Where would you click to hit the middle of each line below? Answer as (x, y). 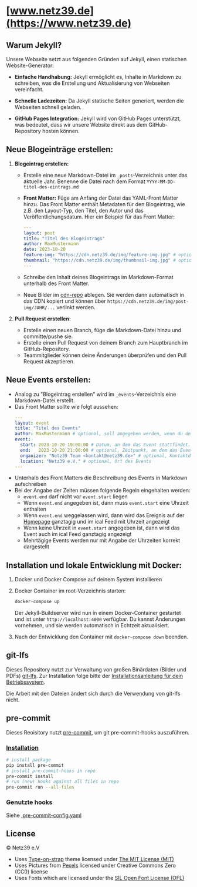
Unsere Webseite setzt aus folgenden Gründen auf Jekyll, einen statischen (96, 59)
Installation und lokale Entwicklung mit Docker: (94, 565)
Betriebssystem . (26, 682)
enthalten (35, 509)
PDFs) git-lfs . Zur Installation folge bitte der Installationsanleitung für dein (95, 676)
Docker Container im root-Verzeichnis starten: (70, 591)
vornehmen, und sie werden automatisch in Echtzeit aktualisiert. (92, 625)
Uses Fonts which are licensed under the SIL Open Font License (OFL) (99, 878)
